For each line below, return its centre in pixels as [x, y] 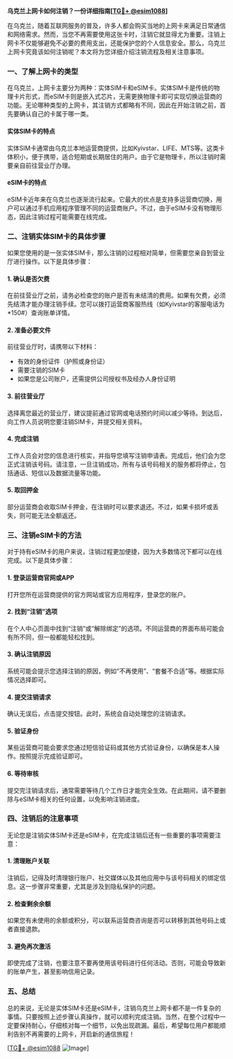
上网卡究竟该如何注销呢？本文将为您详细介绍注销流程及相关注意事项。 [107, 52]
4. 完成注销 [23, 439]
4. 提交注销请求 [29, 697]
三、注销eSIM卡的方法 [44, 535]
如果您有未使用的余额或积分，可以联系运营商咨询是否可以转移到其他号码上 [113, 921]
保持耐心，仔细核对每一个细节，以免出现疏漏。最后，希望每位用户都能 [119, 1025]
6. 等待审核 [23, 773]
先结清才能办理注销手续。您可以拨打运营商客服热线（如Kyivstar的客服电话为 [116, 304]
